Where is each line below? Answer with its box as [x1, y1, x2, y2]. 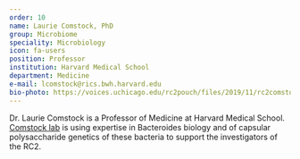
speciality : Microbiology [9, 38, 105, 47]
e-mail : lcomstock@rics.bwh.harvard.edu [9, 79, 162, 88]
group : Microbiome [9, 29, 78, 38]
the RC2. [9, 140, 42, 152]
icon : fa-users [9, 46, 66, 55]
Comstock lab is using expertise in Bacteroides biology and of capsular [9, 121, 271, 132]
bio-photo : [9, 88, 50, 96]
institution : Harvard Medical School [9, 63, 150, 72]
